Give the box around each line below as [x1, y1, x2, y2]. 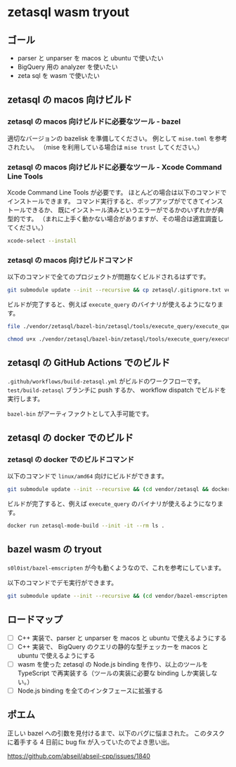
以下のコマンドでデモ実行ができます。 [7, 578, 118, 586]
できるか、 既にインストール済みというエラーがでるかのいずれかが [25, 205, 218, 214]
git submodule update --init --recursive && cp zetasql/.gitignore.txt [7, 287, 221, 294]
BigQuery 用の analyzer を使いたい [17, 63, 118, 71]
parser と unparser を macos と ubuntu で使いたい [17, 54, 164, 62]
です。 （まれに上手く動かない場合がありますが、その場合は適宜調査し [19, 214, 224, 223]
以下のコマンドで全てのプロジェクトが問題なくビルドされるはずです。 [7, 273, 210, 281]
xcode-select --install [7, 237, 77, 244]
